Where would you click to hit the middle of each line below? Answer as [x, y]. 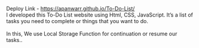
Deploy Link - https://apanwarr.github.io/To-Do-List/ [71, 9]
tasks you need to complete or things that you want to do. [77, 21]
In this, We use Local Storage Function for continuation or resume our [92, 34]
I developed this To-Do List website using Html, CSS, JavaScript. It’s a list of [99, 15]
